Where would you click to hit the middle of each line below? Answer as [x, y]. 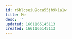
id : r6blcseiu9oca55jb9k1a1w [36, 10]
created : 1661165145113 [30, 29]
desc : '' [14, 19]
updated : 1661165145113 [30, 24]
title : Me [16, 15]
